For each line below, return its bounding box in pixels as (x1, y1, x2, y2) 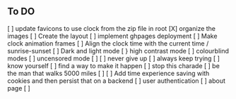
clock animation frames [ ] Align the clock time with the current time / (7, 39, 209, 48)
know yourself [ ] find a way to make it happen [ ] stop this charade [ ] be (7, 61, 220, 70)
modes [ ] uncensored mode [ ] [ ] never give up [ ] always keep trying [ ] (7, 54, 220, 62)
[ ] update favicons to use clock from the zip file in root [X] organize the (7, 24, 216, 32)
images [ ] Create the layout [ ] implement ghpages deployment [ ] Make (7, 32, 218, 40)
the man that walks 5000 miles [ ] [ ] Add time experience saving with (7, 69, 210, 77)
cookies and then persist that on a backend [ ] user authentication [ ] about (7, 77, 226, 85)
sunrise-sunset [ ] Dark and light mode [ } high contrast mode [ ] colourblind (7, 46, 230, 55)
